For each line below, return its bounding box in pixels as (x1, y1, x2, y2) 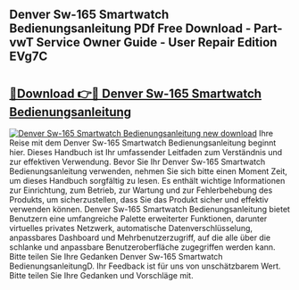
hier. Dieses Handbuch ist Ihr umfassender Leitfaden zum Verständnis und (9, 147, 283, 157)
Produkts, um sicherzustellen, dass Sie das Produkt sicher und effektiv (9, 195, 270, 204)
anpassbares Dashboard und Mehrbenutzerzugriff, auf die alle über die (9, 232, 270, 243)
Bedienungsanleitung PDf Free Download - (9, 21, 252, 37)
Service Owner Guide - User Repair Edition (36, 35, 278, 50)
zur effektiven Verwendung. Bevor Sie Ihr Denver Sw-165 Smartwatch (9, 156, 266, 167)
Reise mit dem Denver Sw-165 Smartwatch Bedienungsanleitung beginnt (9, 137, 277, 148)
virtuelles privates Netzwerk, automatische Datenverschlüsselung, (9, 223, 253, 233)
